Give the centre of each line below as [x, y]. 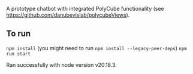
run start [19, 54]
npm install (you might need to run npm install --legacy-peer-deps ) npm [96, 48]
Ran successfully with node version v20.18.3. [61, 64]
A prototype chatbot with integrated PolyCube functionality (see [85, 9]
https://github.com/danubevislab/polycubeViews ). [68, 15]
